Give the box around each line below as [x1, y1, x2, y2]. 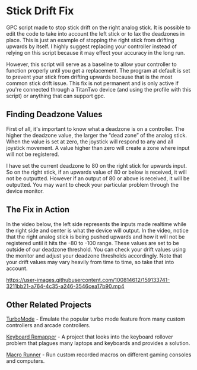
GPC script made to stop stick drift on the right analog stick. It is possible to [6, 24, 191, 31]
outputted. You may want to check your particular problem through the [6, 181, 179, 188]
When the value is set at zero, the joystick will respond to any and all [6, 138, 174, 145]
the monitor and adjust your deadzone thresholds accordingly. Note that [6, 252, 183, 259]
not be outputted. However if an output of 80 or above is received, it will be [6, 174, 190, 182]
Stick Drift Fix [6, 4, 74, 18]
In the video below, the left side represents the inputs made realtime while [6, 220, 187, 227]
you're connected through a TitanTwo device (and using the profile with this [6, 86, 192, 93]
